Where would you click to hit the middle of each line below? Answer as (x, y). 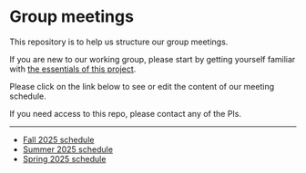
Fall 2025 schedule (58, 139)
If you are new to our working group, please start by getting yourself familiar (153, 59)
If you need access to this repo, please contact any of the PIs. (126, 113)
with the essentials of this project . (73, 69)
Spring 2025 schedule (64, 159)
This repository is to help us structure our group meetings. (119, 42)
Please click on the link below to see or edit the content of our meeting (142, 86)
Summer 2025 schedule (68, 149)
